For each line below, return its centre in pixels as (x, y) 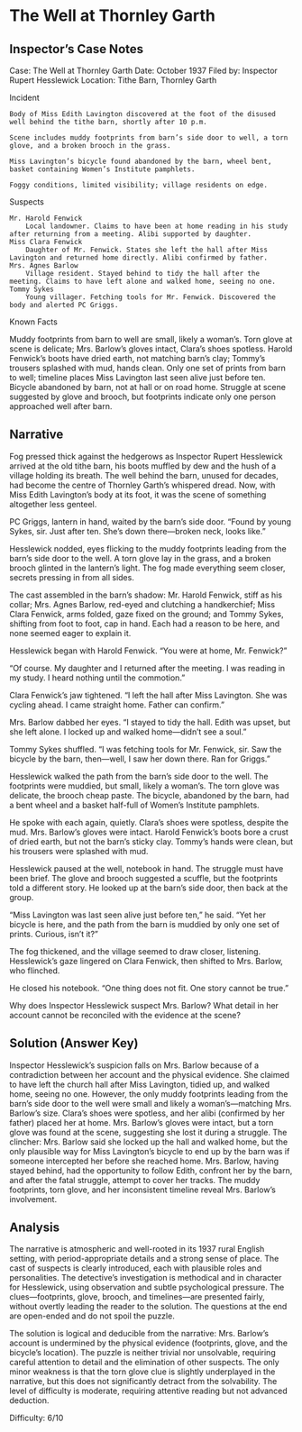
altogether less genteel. (53, 504)
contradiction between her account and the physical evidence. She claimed (150, 1074)
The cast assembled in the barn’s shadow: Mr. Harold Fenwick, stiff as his (146, 595)
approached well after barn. (61, 406)
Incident (25, 97)
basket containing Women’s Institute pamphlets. (102, 169)
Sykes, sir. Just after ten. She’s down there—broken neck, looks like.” (137, 531)
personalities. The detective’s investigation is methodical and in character (146, 1278)
